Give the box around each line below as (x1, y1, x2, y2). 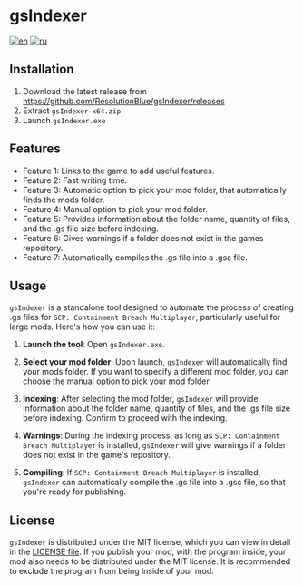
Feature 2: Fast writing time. (22, 174, 128, 186)
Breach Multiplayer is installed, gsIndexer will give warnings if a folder (22, 440, 287, 451)
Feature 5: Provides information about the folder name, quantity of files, (22, 213, 290, 224)
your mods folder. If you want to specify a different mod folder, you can (22, 366, 289, 377)
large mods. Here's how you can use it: (9, 321, 156, 332)
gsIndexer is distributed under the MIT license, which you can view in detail (9, 537, 291, 548)
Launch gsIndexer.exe (22, 114, 106, 125)
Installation (9, 62, 74, 77)
